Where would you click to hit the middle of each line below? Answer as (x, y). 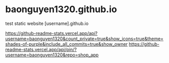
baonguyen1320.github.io (61, 9)
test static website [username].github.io (47, 23)
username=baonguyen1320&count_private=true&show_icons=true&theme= (84, 39)
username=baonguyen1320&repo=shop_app (52, 55)
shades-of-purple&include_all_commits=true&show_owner (67, 44)
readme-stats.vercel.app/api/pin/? (41, 49)
